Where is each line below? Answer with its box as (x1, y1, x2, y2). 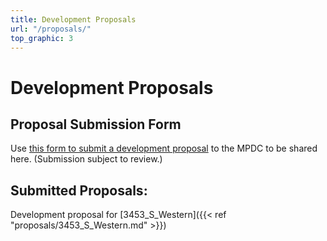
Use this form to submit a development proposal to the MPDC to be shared (10, 142, 318, 155)
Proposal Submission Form (10, 116, 182, 133)
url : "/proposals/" (10, 24, 92, 34)
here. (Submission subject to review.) (10, 153, 163, 165)
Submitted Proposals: (10, 182, 148, 199)
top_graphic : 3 (10, 33, 74, 43)
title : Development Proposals (10, 14, 137, 25)
